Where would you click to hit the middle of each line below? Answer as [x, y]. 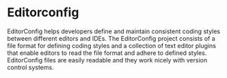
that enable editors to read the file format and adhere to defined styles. [107, 53]
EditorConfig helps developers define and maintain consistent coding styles [114, 31]
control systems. [30, 67]
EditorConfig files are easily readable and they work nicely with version [107, 60]
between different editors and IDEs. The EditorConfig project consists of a [111, 38]
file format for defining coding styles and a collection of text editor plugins [112, 45]
